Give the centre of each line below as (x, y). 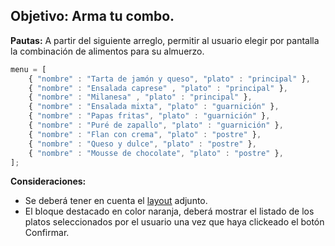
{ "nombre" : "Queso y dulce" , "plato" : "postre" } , (142, 144)
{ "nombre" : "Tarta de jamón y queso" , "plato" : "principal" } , (169, 79)
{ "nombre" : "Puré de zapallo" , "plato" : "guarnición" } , (156, 125)
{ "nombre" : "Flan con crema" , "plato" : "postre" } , (145, 134)
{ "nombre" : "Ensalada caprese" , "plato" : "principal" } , (158, 88)
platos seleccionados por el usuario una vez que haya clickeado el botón (174, 222)
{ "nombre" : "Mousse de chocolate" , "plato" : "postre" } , (156, 153)
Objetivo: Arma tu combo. (92, 16)
